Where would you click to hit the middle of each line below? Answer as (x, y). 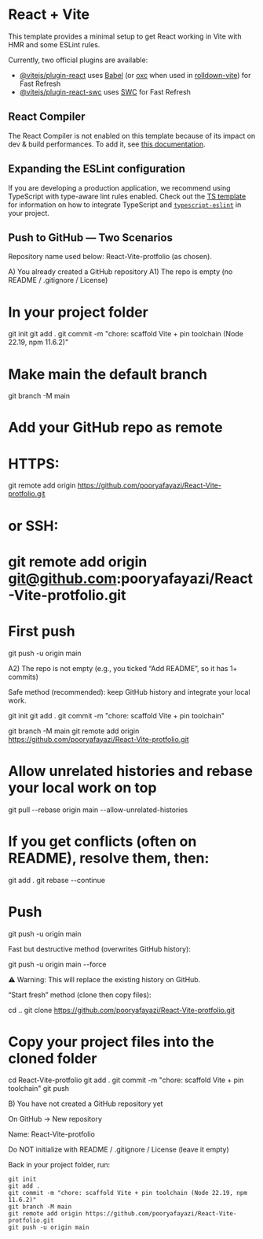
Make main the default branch (108, 374)
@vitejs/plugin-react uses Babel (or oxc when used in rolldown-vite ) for (135, 75)
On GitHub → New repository (55, 1119)
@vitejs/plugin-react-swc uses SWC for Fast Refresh (105, 91)
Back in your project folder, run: (59, 1165)
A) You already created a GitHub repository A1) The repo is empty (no (121, 272)
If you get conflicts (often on (102, 841)
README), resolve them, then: (109, 858)
